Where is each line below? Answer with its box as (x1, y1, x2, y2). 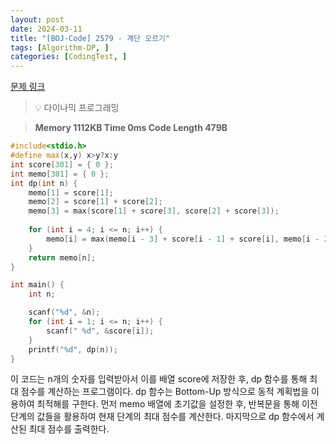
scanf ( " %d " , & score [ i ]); (46, 326, 155, 336)
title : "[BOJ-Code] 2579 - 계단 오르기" (10, 33, 171, 43)
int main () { (10, 280, 65, 290)
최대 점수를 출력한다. (28, 423, 110, 435)
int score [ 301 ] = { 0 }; (10, 159, 114, 170)
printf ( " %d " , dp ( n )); (28, 344, 118, 355)
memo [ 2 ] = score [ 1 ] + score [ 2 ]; (28, 197, 163, 207)
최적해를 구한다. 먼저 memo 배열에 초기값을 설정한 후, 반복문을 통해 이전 (36, 398, 318, 410)
